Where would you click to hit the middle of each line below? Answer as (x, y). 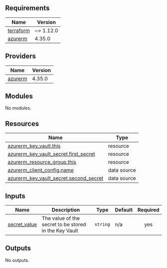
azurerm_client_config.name (41, 170)
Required (148, 210)
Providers (21, 56)
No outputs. (17, 260)
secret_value (22, 224)
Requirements (27, 8)
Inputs (15, 196)
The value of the (61, 218)
